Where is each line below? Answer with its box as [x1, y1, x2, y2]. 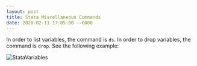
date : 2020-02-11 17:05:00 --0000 [6, 20, 93, 26]
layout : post [6, 8, 39, 15]
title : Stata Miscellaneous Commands [6, 14, 101, 20]
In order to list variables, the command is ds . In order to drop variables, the [6, 36, 191, 43]
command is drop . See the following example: [6, 42, 119, 49]
